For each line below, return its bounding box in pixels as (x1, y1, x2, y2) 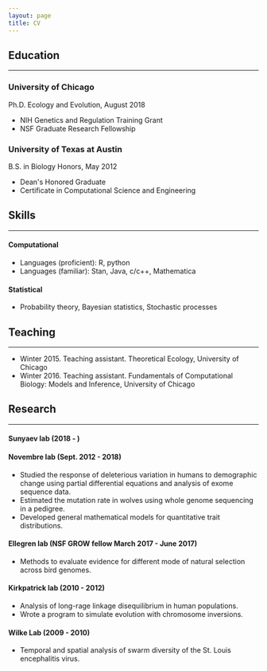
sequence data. (19, 487, 72, 496)
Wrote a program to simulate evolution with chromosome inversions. (19, 609, 244, 618)
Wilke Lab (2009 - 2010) (8, 627, 91, 638)
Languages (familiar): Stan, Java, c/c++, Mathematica (19, 266, 196, 276)
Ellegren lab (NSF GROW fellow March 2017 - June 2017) (8, 539, 197, 548)
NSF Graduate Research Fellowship (19, 124, 137, 133)
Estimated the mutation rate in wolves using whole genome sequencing (19, 495, 254, 504)
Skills (8, 209, 36, 222)
